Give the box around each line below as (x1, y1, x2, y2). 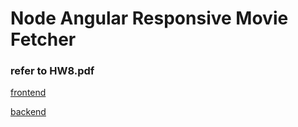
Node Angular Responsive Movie (10, 7, 289, 30)
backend (10, 106, 47, 118)
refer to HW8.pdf (10, 64, 95, 78)
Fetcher (10, 28, 77, 51)
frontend (10, 87, 47, 99)
